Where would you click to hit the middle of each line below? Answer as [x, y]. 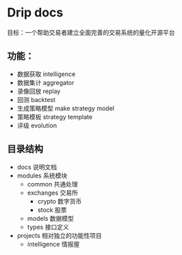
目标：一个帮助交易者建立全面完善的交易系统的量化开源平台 [91, 32]
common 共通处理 [53, 184]
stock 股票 [52, 210]
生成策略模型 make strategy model [66, 108]
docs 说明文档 [37, 167]
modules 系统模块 [42, 175]
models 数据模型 [50, 218]
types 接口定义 [48, 227]
